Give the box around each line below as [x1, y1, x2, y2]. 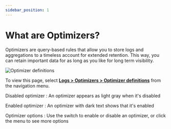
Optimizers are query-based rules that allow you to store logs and [5, 47, 144, 53]
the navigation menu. [5, 82, 50, 89]
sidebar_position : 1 [5, 7, 50, 13]
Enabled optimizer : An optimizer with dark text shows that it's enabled [5, 102, 155, 109]
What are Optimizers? [5, 29, 100, 41]
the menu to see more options [5, 118, 69, 124]
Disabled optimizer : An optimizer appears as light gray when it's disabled [5, 93, 161, 99]
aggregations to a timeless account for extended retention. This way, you [5, 52, 160, 58]
